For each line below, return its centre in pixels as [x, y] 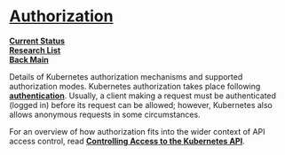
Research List [35, 50]
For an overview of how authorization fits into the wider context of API [137, 131]
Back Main [29, 59]
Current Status [37, 41]
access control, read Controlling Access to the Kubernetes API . [127, 141]
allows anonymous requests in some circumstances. [105, 114]
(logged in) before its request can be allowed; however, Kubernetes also [141, 105]
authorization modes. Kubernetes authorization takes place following [135, 86]
